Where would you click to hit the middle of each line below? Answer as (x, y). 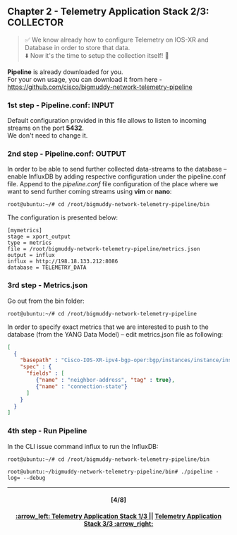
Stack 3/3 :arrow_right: (119, 523)
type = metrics (30, 243)
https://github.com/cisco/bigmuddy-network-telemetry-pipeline (100, 87)
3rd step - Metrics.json (48, 285)
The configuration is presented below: (63, 217)
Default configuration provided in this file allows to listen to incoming (107, 121)
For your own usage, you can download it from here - (85, 79)
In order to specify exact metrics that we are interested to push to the (108, 327)
